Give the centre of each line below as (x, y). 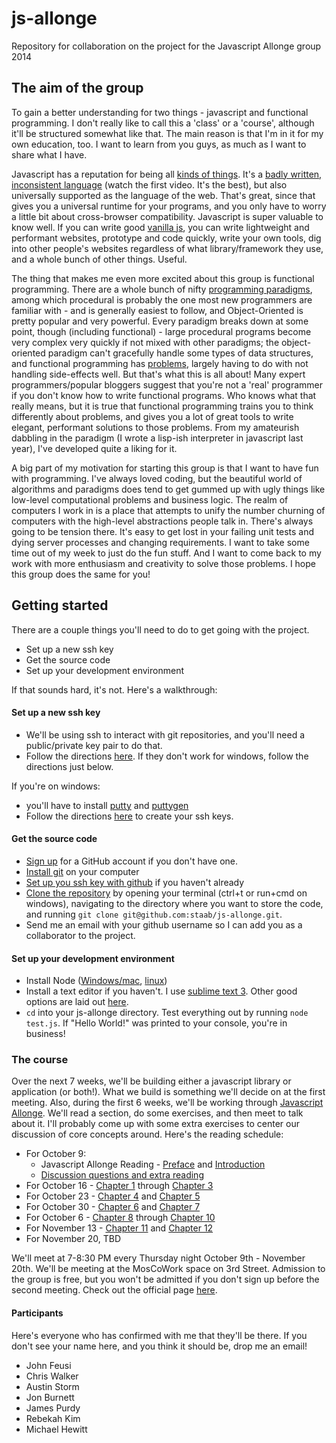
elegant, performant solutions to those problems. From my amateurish (155, 427)
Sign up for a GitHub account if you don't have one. (132, 861)
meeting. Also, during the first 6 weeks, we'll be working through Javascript (167, 1103)
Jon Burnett (50, 1397)
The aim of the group (77, 88)
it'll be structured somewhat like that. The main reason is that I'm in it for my (167, 133)
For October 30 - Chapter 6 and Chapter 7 (113, 1207)
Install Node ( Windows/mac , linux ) (96, 981)
